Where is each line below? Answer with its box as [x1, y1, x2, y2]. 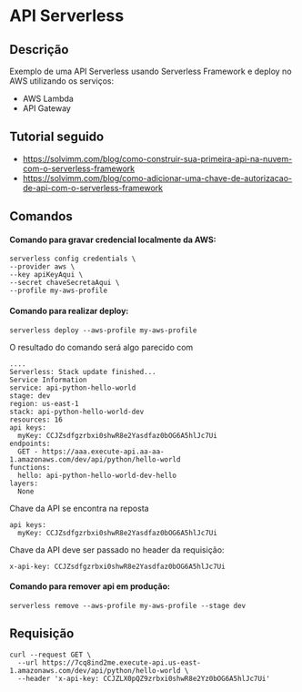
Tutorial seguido [9, 129, 105, 145]
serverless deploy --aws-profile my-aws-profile [9, 325, 197, 335]
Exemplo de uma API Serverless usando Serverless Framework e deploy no [9, 66, 293, 76]
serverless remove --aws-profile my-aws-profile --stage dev [9, 601, 247, 610]
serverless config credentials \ [9, 254, 136, 264]
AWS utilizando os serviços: [9, 76, 115, 86]
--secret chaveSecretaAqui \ [9, 279, 120, 288]
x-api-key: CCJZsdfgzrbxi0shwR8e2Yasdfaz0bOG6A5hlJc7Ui [9, 562, 226, 571]
